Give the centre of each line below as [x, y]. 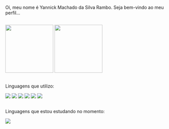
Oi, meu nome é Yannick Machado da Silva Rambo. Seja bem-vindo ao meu [85, 7]
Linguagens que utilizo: [30, 86]
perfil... [13, 13]
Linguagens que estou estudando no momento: [55, 112]
